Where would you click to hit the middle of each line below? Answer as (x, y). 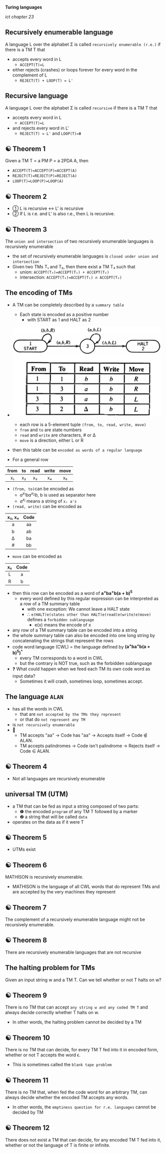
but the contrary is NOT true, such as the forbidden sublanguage (86, 663)
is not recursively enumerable (44, 724)
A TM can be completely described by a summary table (68, 305)
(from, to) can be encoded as (43, 489)
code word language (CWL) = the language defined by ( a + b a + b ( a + (81, 646)
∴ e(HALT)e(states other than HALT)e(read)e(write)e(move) (89, 614)
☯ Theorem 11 (27, 1080)
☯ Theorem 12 (28, 1128)
